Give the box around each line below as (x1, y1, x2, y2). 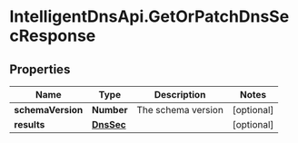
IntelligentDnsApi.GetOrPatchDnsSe (9, 6, 290, 27)
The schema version (135, 104, 224, 116)
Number (92, 104, 128, 116)
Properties (9, 62, 71, 77)
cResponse (9, 25, 96, 46)
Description (154, 89, 206, 100)
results (14, 119, 45, 130)
